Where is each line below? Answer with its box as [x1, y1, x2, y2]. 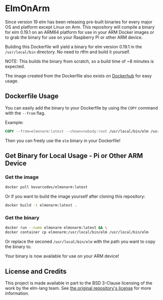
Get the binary [5, 214, 40, 221]
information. [5, 290, 30, 296]
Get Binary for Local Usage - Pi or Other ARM [5, 152, 143, 160]
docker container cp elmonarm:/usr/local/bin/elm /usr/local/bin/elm [5, 230, 149, 235]
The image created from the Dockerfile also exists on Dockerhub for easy [5, 73, 152, 79]
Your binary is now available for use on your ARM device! [5, 253, 119, 259]
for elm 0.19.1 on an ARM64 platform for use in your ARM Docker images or [5, 29, 154, 35]
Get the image [5, 174, 39, 180]
